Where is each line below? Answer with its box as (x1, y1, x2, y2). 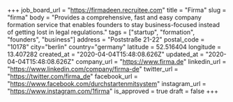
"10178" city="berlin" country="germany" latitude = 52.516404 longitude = (7, 43, 222, 51)
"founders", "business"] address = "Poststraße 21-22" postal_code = (7, 35, 205, 44)
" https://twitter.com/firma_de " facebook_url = (7, 72, 138, 80)
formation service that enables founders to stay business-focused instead (7, 21, 220, 28)
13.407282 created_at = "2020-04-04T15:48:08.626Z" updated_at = (7, 50, 204, 58)
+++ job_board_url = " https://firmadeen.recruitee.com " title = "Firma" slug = (7, 6, 227, 14)
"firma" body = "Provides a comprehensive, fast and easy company (7, 13, 202, 22)
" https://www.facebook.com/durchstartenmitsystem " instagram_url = (7, 80, 206, 87)
